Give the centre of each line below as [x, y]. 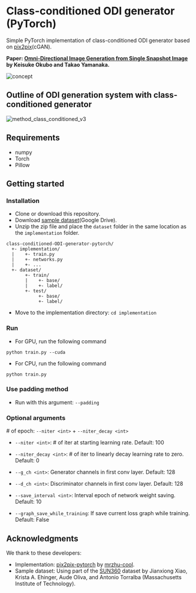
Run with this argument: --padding [57, 402]
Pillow [22, 165]
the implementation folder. [47, 233]
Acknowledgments [43, 538]
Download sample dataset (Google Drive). [66, 220]
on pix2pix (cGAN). [29, 47]
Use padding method [37, 389]
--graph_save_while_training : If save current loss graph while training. [102, 513]
